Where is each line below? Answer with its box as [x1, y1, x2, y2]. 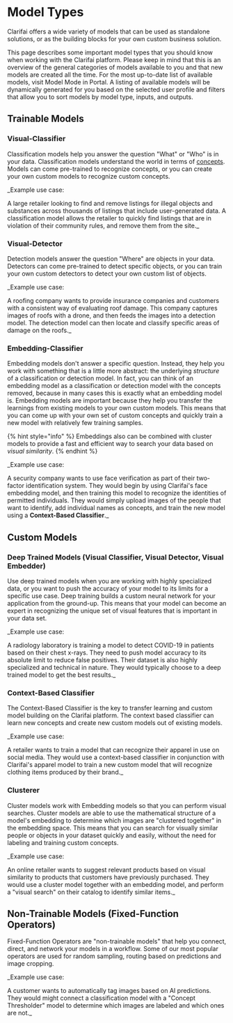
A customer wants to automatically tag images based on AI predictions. [7, 987, 211, 995]
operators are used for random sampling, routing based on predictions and [7, 952, 221, 960]
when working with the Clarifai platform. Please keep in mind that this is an [7, 55, 221, 64]
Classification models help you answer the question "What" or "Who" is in [7, 149, 219, 158]
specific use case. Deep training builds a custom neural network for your [7, 591, 216, 600]
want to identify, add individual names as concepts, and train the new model [7, 504, 226, 512]
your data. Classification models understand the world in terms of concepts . [7, 157, 225, 165]
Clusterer [7, 786, 40, 796]
